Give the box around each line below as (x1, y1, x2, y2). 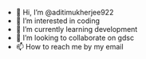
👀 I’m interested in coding (15, 16, 101, 26)
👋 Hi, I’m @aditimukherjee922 (15, 8, 114, 17)
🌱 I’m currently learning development (15, 25, 138, 33)
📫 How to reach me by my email (15, 42, 124, 51)
